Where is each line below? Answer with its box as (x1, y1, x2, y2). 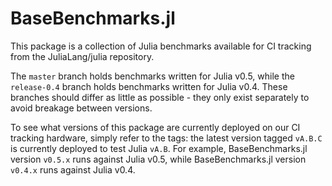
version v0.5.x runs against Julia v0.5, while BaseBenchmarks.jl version (10, 153, 307, 165)
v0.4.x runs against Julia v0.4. (10, 163, 136, 176)
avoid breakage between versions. (10, 102, 153, 114)
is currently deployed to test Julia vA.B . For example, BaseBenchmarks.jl (10, 142, 308, 154)
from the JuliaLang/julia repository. (10, 50, 155, 62)
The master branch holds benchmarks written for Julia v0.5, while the (10, 70, 295, 82)
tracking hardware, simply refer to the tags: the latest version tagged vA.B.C (10, 132, 323, 144)
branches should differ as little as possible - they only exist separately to (10, 91, 310, 103)
